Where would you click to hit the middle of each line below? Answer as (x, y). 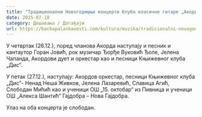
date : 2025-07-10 (28, 17)
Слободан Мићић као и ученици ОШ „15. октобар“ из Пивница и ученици (99, 90)
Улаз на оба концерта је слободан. (51, 108)
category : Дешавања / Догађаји (45, 23)
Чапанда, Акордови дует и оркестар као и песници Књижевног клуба (96, 58)
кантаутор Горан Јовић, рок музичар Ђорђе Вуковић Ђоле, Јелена (93, 52)
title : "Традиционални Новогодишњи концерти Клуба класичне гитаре (93, 12)
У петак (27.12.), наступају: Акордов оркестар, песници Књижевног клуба (101, 77)
